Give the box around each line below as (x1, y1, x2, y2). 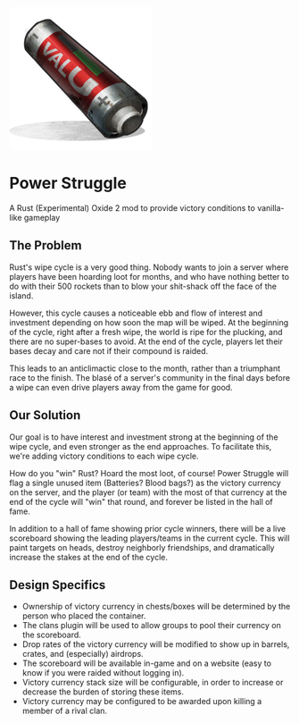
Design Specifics (9, 577, 106, 593)
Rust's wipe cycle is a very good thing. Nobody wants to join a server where (9, 262, 289, 273)
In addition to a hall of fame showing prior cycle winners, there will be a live (9, 523, 287, 534)
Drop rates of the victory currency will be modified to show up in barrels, (21, 639, 290, 650)
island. (9, 290, 34, 301)
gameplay (23, 212, 61, 223)
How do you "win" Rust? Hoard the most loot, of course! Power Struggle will (9, 467, 289, 478)
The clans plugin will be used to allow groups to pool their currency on (21, 620, 281, 631)
